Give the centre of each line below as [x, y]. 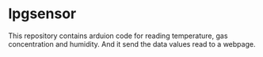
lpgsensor [42, 14]
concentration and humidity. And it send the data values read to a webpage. [132, 44]
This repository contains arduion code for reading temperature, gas [118, 36]
